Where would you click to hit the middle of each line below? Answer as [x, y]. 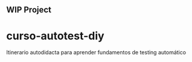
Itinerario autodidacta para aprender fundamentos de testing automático [96, 52]
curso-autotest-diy [55, 36]
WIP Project [29, 10]
